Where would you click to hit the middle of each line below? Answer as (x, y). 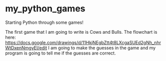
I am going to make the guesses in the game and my (102, 48)
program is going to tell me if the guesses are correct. (60, 53)
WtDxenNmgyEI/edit (26, 48)
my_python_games (45, 9)
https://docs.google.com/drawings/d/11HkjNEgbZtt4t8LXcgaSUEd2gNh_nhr (83, 42)
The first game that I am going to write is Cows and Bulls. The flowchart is (81, 32)
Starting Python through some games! (44, 22)
